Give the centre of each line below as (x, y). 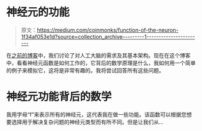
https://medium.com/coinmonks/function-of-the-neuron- (108, 30)
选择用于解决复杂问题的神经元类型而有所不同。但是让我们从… (87, 122)
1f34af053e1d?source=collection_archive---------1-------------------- (108, 36)
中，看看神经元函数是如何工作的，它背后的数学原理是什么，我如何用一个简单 (101, 63)
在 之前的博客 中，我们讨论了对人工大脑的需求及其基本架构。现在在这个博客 (98, 55)
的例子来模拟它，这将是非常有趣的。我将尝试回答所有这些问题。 (85, 70)
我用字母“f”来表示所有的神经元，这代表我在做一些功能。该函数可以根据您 (96, 114)
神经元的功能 (38, 12)
